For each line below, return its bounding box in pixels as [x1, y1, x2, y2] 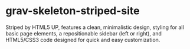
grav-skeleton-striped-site [5, 4, 140, 18]
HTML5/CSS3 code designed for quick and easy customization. [5, 36, 160, 43]
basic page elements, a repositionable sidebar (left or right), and [5, 30, 162, 37]
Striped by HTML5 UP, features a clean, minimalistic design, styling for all [5, 24, 184, 31]
